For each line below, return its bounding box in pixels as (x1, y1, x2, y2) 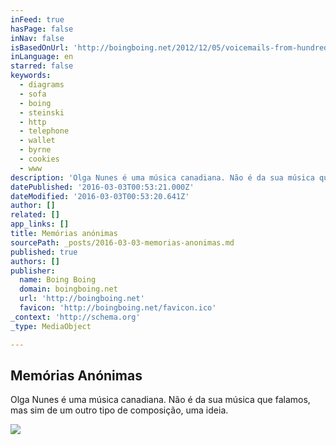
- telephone (19, 126, 70, 136)
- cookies (19, 154, 60, 164)
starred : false (10, 61, 74, 71)
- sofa (19, 89, 47, 99)
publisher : (10, 266, 56, 276)
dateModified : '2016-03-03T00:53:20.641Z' (10, 191, 190, 201)
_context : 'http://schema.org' (10, 312, 141, 322)
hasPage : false (10, 24, 74, 34)
